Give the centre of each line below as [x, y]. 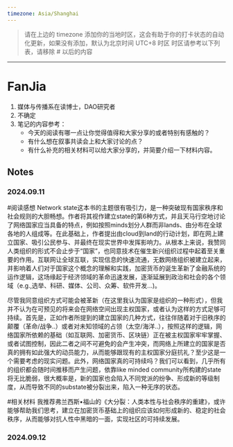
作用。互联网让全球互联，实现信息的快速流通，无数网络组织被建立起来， [122, 260]
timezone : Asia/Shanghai [43, 14]
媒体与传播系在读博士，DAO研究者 [66, 106]
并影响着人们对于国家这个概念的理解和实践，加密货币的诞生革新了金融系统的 [116, 268]
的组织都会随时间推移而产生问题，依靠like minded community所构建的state [114, 370]
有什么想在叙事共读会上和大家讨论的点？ [85, 141]
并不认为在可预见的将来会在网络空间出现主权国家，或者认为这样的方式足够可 [116, 309]
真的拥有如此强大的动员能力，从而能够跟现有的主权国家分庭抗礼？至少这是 [113, 352]
